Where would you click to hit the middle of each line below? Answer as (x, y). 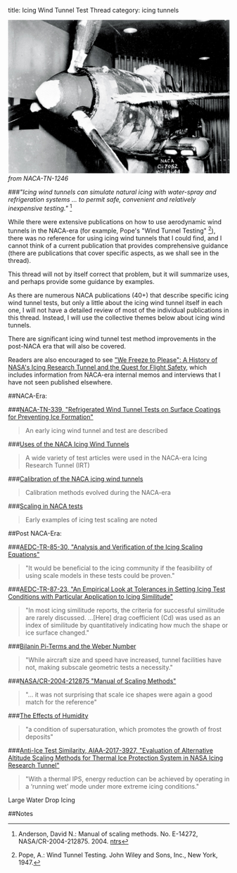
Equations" (24, 554)
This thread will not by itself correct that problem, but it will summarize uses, (119, 274)
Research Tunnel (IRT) (57, 465)
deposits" (39, 737)
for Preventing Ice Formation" (51, 417)
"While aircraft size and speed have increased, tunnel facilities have (123, 659)
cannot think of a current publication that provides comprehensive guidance (118, 245)
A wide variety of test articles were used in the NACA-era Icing (116, 458)
